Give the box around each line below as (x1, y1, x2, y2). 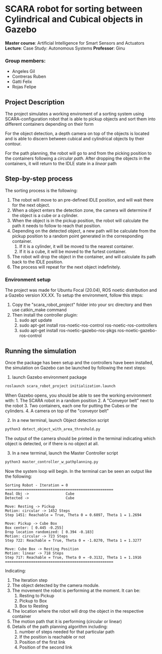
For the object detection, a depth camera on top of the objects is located (5, 131, 150, 136)
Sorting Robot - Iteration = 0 (5, 483, 68, 487)
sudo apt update (19, 317, 52, 323)
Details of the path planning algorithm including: (12, 623, 108, 629)
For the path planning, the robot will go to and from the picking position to (5, 151, 152, 156)
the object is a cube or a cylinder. (12, 212, 79, 218)
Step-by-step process (5, 175, 73, 183)
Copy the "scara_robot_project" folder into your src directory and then (12, 302, 152, 308)
